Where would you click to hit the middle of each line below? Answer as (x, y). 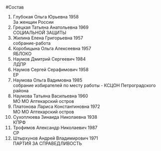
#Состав (15, 7)
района (21, 91)
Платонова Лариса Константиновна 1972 (56, 107)
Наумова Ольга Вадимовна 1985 (48, 80)
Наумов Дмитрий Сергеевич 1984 (49, 59)
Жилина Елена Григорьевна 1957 (48, 38)
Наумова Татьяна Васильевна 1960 (51, 96)
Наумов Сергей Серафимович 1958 (51, 70)
